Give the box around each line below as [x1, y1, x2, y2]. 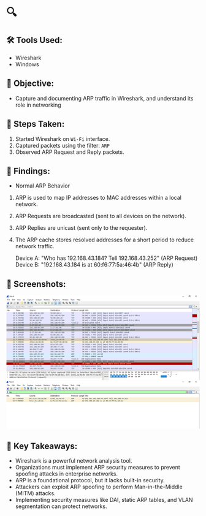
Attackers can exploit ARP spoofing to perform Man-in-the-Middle [15, 483, 183, 491]
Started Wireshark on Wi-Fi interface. [15, 135, 110, 142]
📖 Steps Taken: [6, 119, 65, 129]
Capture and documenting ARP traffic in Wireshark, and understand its [15, 94, 194, 102]
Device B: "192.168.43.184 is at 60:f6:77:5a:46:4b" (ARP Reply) [15, 261, 174, 268]
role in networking [15, 101, 61, 108]
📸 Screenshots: [6, 279, 66, 289]
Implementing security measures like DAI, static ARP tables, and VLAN [15, 496, 193, 504]
